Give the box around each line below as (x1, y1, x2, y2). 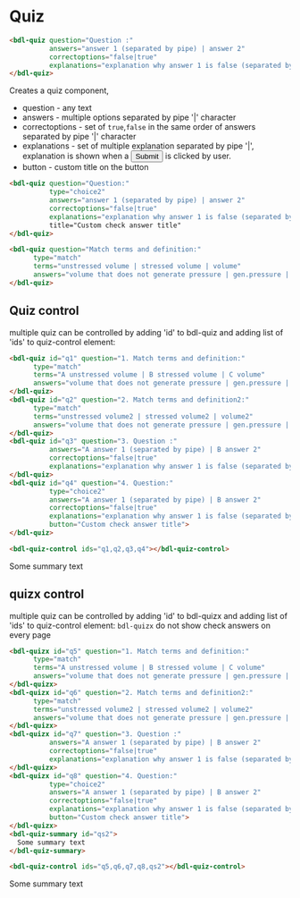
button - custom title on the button (21, 162, 149, 173)
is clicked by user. (164, 150, 232, 162)
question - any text (21, 103, 92, 114)
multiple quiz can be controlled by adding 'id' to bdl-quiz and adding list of (9, 326, 284, 337)
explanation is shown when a (21, 150, 129, 162)
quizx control (9, 587, 85, 602)
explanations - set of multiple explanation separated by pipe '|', (21, 140, 254, 151)
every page (9, 629, 52, 640)
